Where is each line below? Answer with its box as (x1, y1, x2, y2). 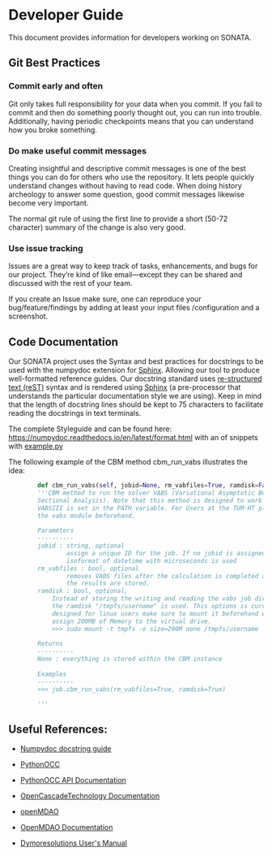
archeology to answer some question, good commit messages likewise (8, 189, 245, 199)
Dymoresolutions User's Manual (19, 838, 128, 848)
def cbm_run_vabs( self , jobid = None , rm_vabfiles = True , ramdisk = (37, 482, 259, 490)
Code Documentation (8, 335, 119, 348)
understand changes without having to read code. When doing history (8, 180, 243, 190)
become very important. (8, 197, 89, 208)
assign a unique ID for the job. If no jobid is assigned (66, 549, 266, 557)
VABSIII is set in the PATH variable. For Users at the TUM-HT (37, 504, 255, 512)
